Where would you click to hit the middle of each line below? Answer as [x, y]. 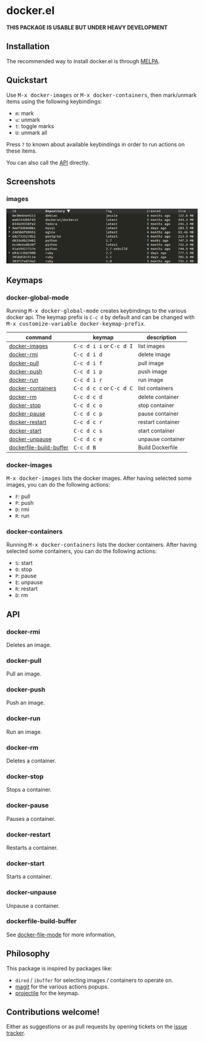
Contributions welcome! [53, 1012]
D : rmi [22, 509]
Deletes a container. [31, 761]
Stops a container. [29, 790]
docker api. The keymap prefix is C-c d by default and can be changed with [101, 317]
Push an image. [26, 703]
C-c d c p [88, 414]
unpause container [161, 439]
